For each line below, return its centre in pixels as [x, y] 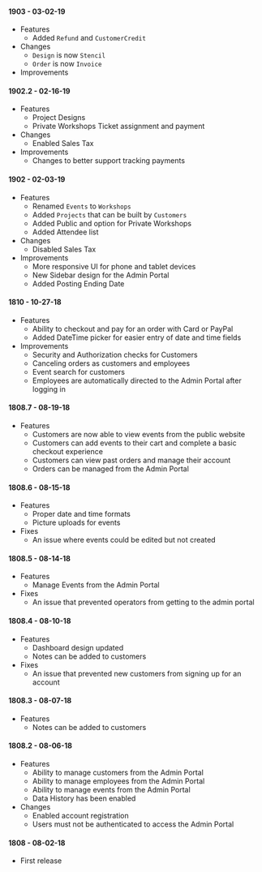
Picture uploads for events [76, 522]
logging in [49, 389]
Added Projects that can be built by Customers [110, 214]
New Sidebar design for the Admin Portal [101, 275]
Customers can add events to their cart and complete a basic [134, 443]
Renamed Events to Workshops [82, 206]
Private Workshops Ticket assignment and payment [118, 127]
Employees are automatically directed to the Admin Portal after [137, 380]
